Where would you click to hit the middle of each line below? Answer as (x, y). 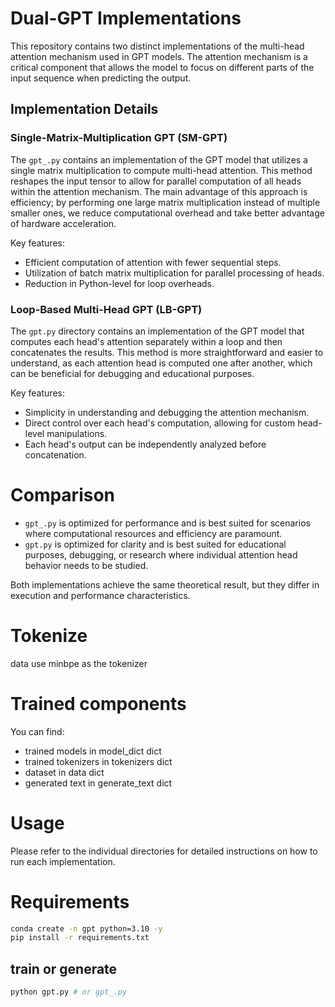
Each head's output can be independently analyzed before (145, 444)
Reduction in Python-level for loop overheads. (119, 283)
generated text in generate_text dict (98, 783)
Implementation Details (84, 109)
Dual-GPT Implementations (126, 18)
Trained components (98, 703)
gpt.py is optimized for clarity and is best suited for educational (155, 544)
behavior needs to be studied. (86, 565)
